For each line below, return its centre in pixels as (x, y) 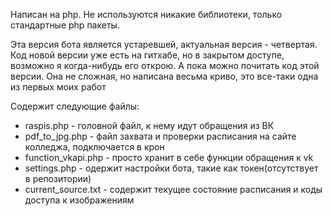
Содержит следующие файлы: (75, 106)
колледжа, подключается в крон (94, 147)
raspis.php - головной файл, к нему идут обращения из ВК (149, 125)
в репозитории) (58, 178)
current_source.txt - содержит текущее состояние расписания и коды (173, 189)
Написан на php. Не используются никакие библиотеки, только (146, 14)
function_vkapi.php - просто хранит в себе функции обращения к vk (169, 157)
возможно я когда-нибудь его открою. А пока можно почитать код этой (165, 65)
